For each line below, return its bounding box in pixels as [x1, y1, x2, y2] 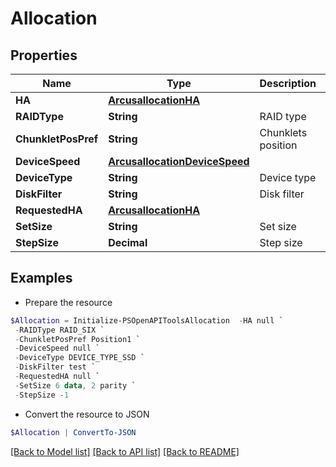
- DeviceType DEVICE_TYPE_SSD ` [14, 353, 145, 363]
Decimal [108, 236, 148, 249]
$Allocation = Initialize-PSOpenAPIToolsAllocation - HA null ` [10, 315, 284, 326]
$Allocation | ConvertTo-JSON [10, 427, 137, 437]
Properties [10, 47, 78, 64]
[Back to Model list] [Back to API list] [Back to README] [10, 445, 240, 457]
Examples [10, 270, 73, 287]
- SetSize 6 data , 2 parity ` [14, 380, 137, 391]
